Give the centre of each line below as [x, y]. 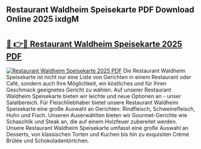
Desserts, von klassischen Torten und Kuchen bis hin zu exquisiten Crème [98, 134]
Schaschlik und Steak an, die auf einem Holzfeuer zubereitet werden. [92, 121]
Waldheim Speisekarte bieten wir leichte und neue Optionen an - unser [94, 96]
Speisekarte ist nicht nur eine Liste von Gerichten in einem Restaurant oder [99, 77]
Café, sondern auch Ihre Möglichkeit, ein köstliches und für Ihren [86, 83]
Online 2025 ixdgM [43, 19]
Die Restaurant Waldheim [154, 71]
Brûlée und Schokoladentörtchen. [48, 141]
